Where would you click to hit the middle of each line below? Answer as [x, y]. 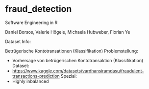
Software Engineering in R [31, 22]
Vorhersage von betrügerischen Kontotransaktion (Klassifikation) [78, 60]
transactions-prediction [36, 76]
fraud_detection [38, 9]
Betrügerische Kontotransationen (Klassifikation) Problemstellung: [72, 51]
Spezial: [69, 76]
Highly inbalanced [30, 81]
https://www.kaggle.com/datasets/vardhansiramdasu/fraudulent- [78, 71]
